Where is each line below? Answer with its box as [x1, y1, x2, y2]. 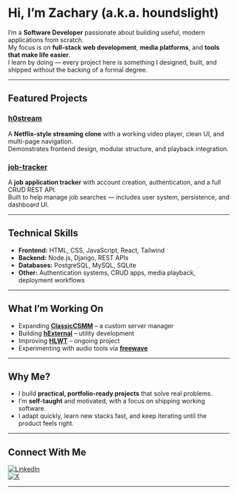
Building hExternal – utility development [18, 329, 134, 337]
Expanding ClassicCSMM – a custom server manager [18, 321, 174, 330]
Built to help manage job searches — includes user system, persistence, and [8, 193, 230, 201]
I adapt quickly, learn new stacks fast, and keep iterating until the [18, 412, 207, 420]
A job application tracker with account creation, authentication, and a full [8, 178, 221, 186]
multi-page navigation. [8, 137, 74, 145]
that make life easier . [8, 51, 71, 59]
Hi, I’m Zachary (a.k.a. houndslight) [8, 5, 219, 21]
